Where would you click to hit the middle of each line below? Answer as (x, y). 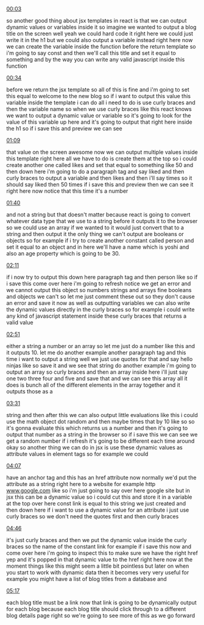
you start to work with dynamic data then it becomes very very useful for (98, 572)
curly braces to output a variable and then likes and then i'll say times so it (99, 178)
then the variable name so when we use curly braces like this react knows (99, 109)
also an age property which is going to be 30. (63, 253)
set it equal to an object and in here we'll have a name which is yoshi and (98, 247)
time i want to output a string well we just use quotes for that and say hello (100, 359)
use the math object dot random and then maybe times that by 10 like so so (100, 421)
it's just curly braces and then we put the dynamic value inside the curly (97, 540)
